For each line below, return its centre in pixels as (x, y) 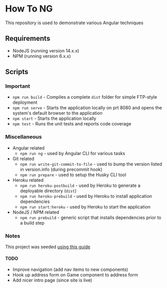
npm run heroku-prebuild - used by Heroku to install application (86, 196)
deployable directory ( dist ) (48, 191)
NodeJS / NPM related (36, 212)
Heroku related (28, 180)
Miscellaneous (23, 137)
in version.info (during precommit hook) (61, 169)
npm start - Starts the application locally (54, 118)
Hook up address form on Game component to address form (75, 275)
